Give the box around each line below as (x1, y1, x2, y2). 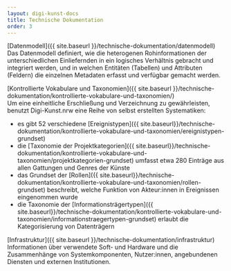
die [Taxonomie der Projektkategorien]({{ (17, 142, 135, 150)
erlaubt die (158, 215, 189, 223)
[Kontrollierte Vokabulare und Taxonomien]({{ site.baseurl (7, 84, 172, 93)
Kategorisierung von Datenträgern (17, 222, 115, 231)
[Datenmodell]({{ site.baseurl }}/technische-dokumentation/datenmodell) (7, 42, 216, 50)
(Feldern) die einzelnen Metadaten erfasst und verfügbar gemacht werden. (7, 71, 221, 79)
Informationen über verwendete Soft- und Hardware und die (7, 243, 178, 252)
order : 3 (7, 23, 33, 30)
